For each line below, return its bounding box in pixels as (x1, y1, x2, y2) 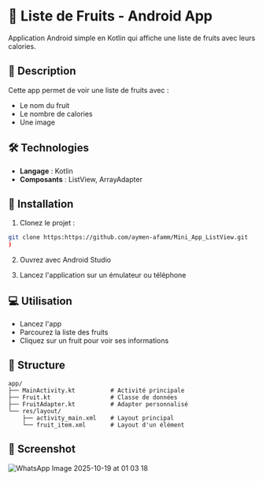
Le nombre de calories (19, 109, 93, 118)
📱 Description (8, 65, 76, 78)
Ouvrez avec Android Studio (19, 255, 112, 265)
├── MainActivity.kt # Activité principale (8, 386, 185, 394)
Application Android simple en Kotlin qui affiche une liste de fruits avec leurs (8, 33, 256, 43)
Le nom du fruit (19, 100, 70, 110)
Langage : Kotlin (19, 166, 73, 176)
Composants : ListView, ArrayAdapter (19, 174, 143, 184)
